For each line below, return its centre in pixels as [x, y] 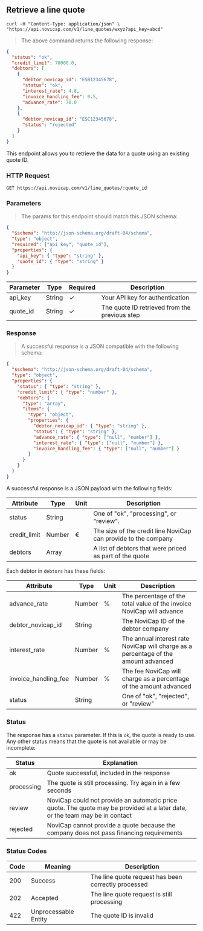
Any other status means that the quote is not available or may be [87, 741]
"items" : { [36, 409]
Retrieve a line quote [46, 10]
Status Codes [27, 851]
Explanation [120, 763]
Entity [39, 919]
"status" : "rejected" [50, 125]
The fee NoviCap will [151, 671]
